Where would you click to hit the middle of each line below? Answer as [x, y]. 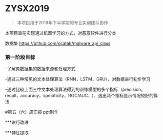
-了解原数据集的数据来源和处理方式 [40, 69]
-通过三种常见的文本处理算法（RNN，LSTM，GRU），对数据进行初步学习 [78, 79]
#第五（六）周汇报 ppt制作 [32, 112]
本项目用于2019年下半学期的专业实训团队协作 [62, 22]
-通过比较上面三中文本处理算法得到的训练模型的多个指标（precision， [75, 90]
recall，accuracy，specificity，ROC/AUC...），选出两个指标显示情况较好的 [79, 96]
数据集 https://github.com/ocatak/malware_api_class [58, 43]
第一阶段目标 [20, 57]
